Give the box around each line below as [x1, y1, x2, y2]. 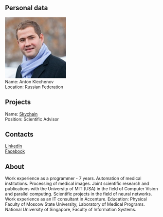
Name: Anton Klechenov [5, 79, 54, 84]
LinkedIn [5, 143, 22, 149]
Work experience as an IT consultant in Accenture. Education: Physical [5, 196, 147, 202]
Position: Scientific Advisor [5, 116, 59, 122]
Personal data [5, 4, 48, 12]
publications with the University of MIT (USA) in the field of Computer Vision [5, 186, 158, 192]
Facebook [5, 148, 25, 154]
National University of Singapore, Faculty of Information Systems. [5, 207, 137, 213]
